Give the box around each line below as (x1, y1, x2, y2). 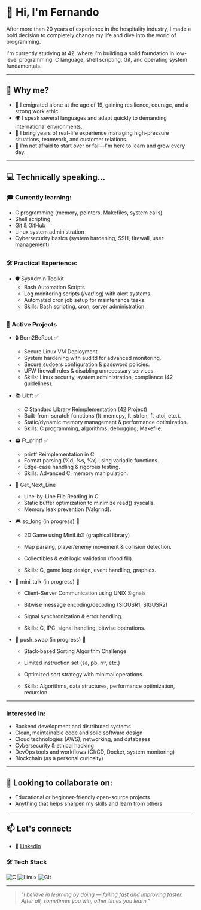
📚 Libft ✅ (14, 392, 39, 399)
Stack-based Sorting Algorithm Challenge (23, 647, 127, 655)
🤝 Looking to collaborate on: (6, 778, 113, 788)
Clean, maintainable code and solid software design (14, 729, 143, 736)
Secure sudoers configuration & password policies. (23, 361, 150, 368)
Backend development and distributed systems (14, 723, 132, 730)
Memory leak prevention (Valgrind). (23, 506, 112, 513)
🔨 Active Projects (6, 320, 57, 328)
